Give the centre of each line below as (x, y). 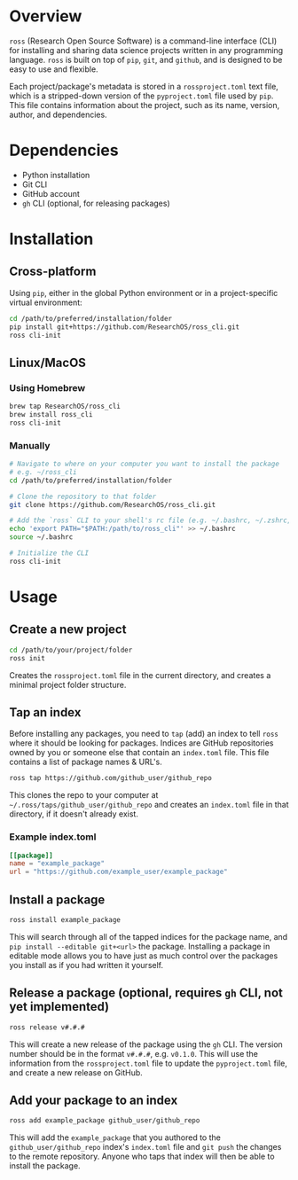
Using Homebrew (47, 387)
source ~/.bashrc (41, 537)
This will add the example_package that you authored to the (115, 1137)
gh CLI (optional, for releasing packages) (96, 203)
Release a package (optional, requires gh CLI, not (146, 993)
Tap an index (45, 712)
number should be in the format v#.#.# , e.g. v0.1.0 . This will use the (134, 1053)
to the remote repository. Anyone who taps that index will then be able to (142, 1157)
